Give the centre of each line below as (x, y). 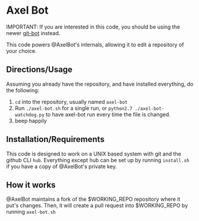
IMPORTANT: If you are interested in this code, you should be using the (93, 27)
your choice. (21, 50)
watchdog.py (29, 115)
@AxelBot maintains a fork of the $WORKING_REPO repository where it (93, 199)
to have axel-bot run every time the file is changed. (108, 114)
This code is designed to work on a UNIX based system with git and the (94, 154)
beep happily (31, 121)
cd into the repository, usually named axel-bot (71, 102)
